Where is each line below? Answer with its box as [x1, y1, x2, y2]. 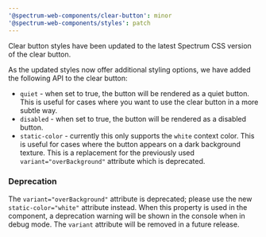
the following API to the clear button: [8, 73, 129, 83]
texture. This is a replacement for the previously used [19, 148, 195, 157]
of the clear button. [8, 49, 71, 59]
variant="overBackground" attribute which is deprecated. [19, 156, 206, 165]
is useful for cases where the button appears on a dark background [19, 139, 241, 149]
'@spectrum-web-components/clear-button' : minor [8, 11, 172, 20]
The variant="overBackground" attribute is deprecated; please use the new [8, 194, 253, 204]
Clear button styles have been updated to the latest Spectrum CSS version [8, 41, 252, 50]
